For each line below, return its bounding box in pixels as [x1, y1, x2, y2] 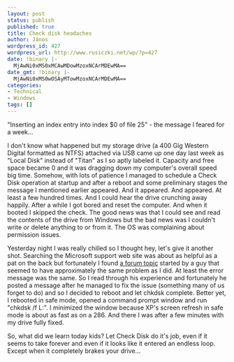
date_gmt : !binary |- [7, 68, 71, 75]
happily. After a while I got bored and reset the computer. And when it [7, 201, 207, 209]
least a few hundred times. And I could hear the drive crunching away [7, 193, 207, 201]
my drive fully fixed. [7, 318, 64, 326]
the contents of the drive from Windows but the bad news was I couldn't [7, 215, 215, 224]
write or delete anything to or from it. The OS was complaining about [7, 223, 205, 231]
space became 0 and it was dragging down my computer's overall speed [7, 164, 217, 172]
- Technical [7, 88, 42, 95]
